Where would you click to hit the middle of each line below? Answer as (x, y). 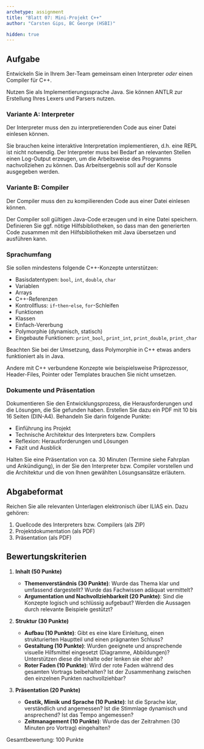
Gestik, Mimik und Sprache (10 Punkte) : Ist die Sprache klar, (101, 701)
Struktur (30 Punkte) (42, 621)
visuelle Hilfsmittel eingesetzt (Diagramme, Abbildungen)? (97, 652)
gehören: (18, 513)
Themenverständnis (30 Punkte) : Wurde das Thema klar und (102, 583)
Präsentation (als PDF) (43, 538)
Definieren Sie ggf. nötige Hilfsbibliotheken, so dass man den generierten (98, 226)
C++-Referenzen (36, 299)
